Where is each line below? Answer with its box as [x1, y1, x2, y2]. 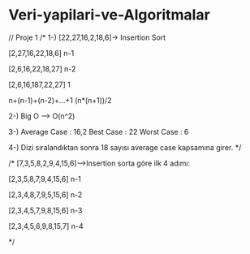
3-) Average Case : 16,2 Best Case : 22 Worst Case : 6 [8, 127, 189, 136]
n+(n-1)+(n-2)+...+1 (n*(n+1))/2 [8, 95, 112, 105]
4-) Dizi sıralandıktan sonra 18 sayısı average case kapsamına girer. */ [8, 142, 242, 152]
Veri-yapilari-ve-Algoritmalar [8, 6, 211, 24]
